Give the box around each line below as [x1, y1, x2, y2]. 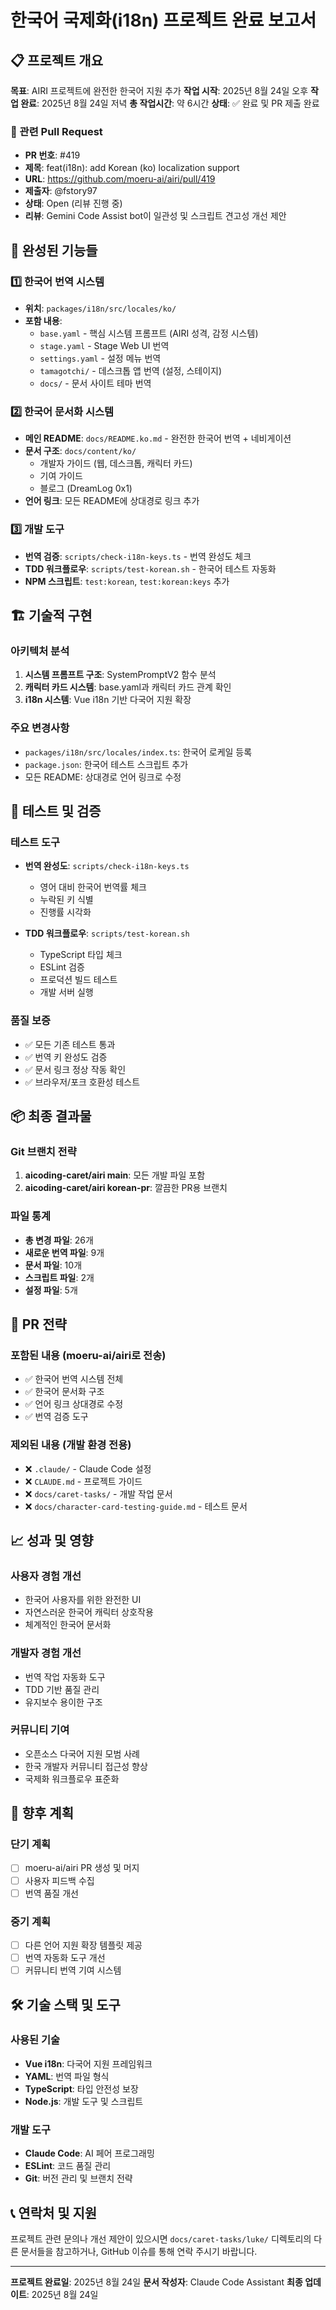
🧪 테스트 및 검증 [10, 802, 102, 820]
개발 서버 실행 [39, 986, 94, 998]
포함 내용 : [24, 314, 63, 326]
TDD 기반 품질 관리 [24, 1683, 100, 1695]
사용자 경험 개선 [10, 1569, 82, 1583]
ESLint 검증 [39, 961, 85, 973]
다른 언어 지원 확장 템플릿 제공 [24, 1939, 143, 1951]
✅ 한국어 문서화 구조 [24, 1386, 105, 1398]
